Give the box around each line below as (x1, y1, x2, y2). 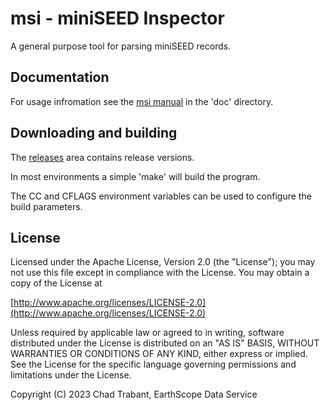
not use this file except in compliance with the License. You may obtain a (10, 267, 310, 279)
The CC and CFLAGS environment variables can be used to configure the (10, 190, 312, 202)
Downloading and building (10, 125, 178, 142)
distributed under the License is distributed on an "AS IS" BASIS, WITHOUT (10, 337, 320, 349)
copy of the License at (10, 277, 103, 289)
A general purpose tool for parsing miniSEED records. (10, 40, 232, 52)
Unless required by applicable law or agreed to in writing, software (10, 327, 285, 339)
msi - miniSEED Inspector (10, 7, 225, 30)
